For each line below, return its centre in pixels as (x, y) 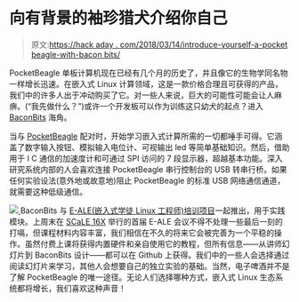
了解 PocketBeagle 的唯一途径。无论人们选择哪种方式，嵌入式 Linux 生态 (142, 277)
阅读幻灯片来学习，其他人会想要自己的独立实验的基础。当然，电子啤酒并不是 (149, 266)
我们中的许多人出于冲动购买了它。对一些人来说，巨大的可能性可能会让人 (141, 95)
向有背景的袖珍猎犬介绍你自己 (119, 18)
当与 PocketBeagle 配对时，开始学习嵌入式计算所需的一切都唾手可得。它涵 (146, 136)
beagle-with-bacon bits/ (76, 54)
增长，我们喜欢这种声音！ (79, 288)
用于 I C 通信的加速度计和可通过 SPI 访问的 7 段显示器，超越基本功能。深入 (146, 158)
